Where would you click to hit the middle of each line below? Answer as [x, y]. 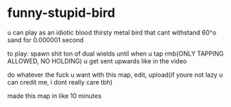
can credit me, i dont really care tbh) [60, 82]
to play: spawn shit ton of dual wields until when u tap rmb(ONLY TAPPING [115, 53]
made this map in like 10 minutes [55, 96]
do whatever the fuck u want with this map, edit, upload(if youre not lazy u [115, 75]
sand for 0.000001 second [46, 39]
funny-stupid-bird [61, 13]
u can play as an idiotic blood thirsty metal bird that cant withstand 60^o [112, 32]
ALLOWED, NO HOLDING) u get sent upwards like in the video [97, 61]
